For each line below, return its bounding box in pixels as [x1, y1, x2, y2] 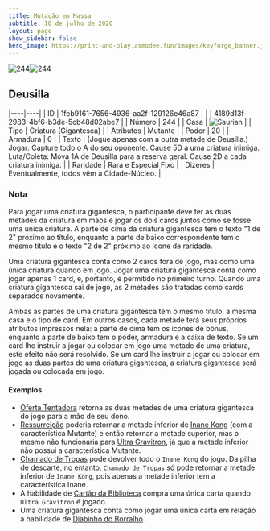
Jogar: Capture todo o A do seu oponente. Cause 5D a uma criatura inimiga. [8, 143, 260, 152]
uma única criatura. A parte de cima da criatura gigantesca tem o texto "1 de [8, 224, 261, 234]
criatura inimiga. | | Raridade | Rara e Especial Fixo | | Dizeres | [8, 160, 215, 169]
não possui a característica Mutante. [19, 446, 141, 455]
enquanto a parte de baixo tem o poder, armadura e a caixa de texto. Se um [8, 332, 259, 342]
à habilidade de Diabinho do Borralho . [19, 514, 145, 524]
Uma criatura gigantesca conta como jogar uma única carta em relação [19, 505, 256, 516]
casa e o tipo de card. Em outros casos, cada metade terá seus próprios [8, 315, 247, 325]
